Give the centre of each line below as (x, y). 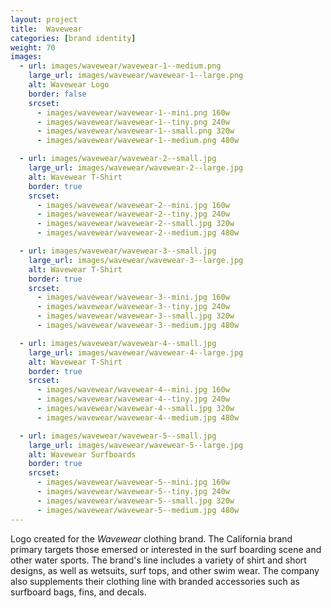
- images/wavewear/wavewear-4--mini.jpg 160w (133, 390)
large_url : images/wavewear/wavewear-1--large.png (136, 76)
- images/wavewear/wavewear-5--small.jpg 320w (135, 501)
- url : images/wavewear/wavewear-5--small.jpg (118, 436)
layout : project (44, 19)
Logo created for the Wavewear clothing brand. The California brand (151, 538)
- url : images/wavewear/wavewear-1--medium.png (120, 66)
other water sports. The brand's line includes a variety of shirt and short (158, 560)
